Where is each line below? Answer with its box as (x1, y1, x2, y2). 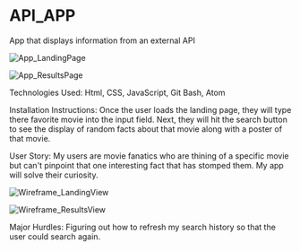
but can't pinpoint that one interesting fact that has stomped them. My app (9, 160, 284, 170)
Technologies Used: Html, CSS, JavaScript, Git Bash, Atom (9, 87, 226, 98)
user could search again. (9, 230, 101, 242)
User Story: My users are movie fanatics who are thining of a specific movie (9, 150, 289, 161)
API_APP (9, 5, 76, 26)
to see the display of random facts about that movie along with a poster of (9, 123, 283, 134)
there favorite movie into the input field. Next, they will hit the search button (9, 114, 288, 125)
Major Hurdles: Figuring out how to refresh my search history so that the (9, 221, 276, 232)
